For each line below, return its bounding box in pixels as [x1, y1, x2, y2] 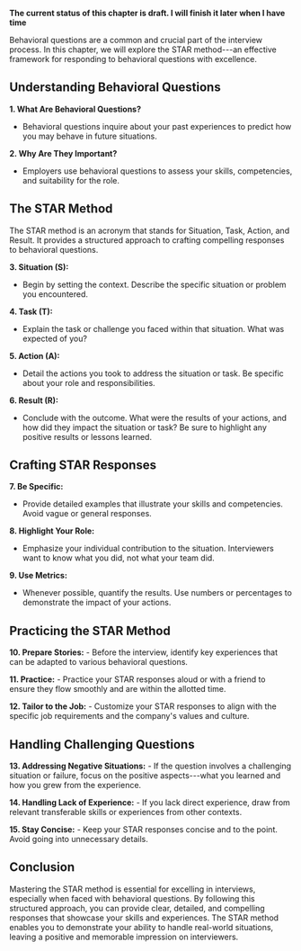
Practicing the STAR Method [9, 623, 171, 638]
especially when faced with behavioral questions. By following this [9, 893, 255, 903]
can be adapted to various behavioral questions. [9, 657, 189, 668]
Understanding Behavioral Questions [9, 80, 222, 95]
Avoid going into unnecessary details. [9, 834, 148, 845]
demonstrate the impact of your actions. [22, 597, 172, 608]
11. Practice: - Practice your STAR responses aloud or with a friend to [9, 674, 267, 685]
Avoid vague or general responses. [22, 508, 153, 519]
